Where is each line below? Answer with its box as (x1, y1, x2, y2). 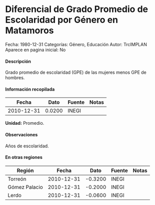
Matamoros (5, 25, 54, 36)
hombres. (5, 75, 25, 81)
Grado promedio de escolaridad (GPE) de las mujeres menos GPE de (5, 69, 146, 76)
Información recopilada (5, 86, 55, 92)
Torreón (7, 175, 26, 182)
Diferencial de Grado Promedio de (5, 4, 148, 15)
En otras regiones (5, 154, 42, 160)
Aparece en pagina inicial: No (5, 47, 66, 53)
